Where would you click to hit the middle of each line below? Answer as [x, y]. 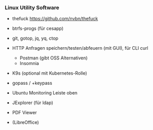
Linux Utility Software [32, 8]
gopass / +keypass [32, 83]
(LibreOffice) [25, 122]
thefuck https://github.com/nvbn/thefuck [55, 19]
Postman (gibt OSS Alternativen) [54, 58]
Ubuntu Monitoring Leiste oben [45, 93]
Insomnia [29, 63]
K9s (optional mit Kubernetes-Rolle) [50, 73]
